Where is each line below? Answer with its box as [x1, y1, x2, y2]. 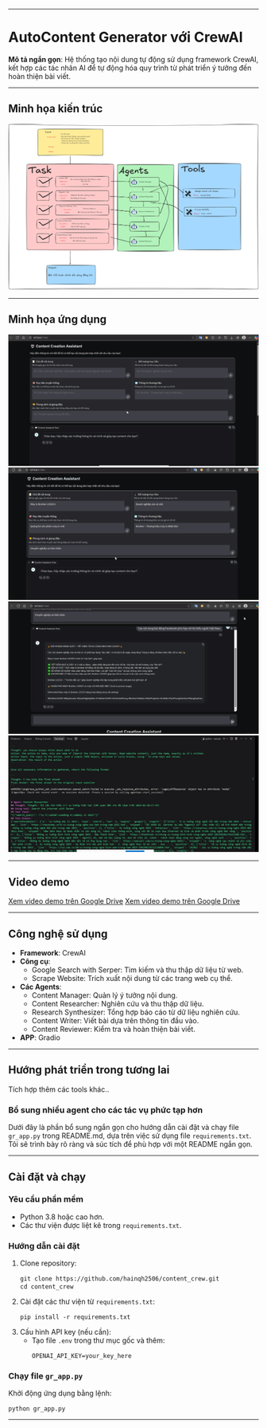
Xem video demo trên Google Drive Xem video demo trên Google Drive [8, 896, 241, 906]
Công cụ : [19, 957, 51, 966]
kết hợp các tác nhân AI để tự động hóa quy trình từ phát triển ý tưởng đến [8, 63, 252, 73]
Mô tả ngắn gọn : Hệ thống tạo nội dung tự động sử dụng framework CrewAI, [8, 54, 259, 64]
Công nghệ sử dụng [8, 927, 108, 940]
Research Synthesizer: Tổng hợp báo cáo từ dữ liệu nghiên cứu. [31, 1007, 241, 1017]
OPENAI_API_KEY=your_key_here [31, 1352, 133, 1360]
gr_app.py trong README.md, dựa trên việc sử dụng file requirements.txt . [8, 1131, 252, 1140]
